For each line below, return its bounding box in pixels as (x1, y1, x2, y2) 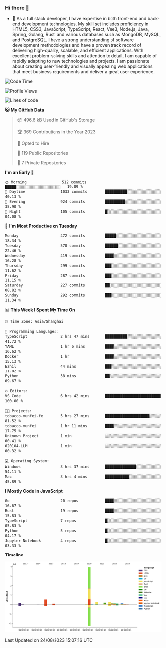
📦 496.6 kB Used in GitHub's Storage (17, 117, 95, 123)
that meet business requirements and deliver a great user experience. (12, 69, 155, 75)
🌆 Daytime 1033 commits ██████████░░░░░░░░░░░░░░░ (5, 189, 161, 194)
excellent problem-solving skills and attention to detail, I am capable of (12, 53, 157, 59)
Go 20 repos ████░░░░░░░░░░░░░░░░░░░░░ (5, 498, 161, 504)
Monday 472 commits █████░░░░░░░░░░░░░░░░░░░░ (5, 233, 161, 238)
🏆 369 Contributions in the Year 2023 (17, 129, 96, 135)
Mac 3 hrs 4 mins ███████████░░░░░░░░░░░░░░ (5, 474, 161, 479)
